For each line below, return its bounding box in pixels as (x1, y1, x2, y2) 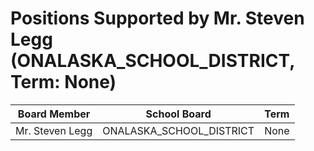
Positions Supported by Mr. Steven (10, 7, 305, 30)
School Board (145, 107, 212, 121)
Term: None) (10, 71, 117, 94)
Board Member (17, 107, 91, 121)
